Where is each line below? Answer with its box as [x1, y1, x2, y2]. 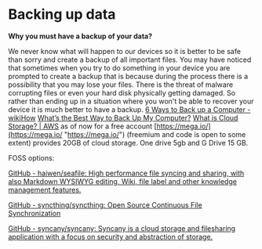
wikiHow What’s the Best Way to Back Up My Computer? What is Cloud [8, 113, 238, 122]
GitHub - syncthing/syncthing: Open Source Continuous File [8, 200, 202, 209]
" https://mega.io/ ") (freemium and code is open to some [64, 129, 246, 139]
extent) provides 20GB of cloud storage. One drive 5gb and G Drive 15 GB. [8, 138, 249, 147]
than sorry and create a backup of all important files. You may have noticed [8, 55, 252, 64]
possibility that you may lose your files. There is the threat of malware [8, 80, 234, 89]
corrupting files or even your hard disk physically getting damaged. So [8, 88, 236, 97]
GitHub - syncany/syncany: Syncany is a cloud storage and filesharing [8, 223, 236, 233]
